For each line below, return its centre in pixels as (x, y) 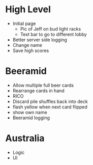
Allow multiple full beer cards (43, 85)
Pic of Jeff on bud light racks (51, 29)
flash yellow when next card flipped (50, 107)
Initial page (24, 23)
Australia (25, 138)
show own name (30, 112)
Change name (27, 45)
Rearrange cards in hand (38, 91)
